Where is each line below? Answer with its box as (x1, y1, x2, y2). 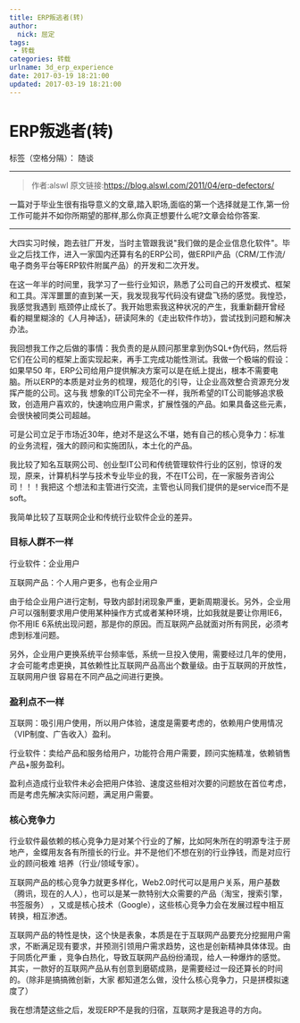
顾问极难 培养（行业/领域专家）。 (24, 858, 144, 869)
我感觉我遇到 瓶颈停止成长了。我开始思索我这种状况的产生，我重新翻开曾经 (9, 301, 286, 311)
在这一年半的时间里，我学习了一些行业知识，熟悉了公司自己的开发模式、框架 (9, 278, 291, 289)
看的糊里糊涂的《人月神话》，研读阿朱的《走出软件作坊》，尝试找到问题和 (9, 312, 275, 323)
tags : (9, 38, 29, 47)
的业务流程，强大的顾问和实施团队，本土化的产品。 (9, 439, 197, 450)
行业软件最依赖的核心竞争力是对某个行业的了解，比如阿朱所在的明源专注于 (9, 836, 283, 847)
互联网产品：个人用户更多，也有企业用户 (9, 576, 158, 587)
